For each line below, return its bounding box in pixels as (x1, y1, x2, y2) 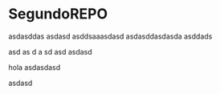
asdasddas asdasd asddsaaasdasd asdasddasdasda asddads (8, 31, 213, 41)
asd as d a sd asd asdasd (8, 47, 92, 56)
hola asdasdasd (8, 62, 61, 72)
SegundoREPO (8, 5, 108, 23)
